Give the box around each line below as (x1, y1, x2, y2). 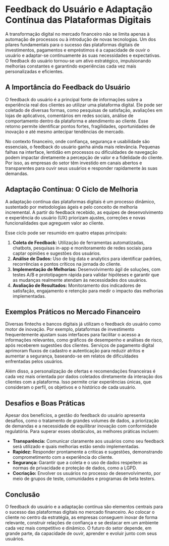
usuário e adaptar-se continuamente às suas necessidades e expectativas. (5, 52, 161, 58)
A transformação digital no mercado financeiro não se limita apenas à (5, 31, 150, 37)
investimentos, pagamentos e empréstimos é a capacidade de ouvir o (5, 47, 150, 53)
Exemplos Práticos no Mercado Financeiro (5, 308, 141, 316)
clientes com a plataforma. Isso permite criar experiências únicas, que (5, 379, 151, 385)
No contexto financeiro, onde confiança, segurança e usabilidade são (5, 138, 150, 144)
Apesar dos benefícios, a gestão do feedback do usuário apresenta (5, 412, 145, 418)
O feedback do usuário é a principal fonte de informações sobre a (5, 96, 142, 102)
